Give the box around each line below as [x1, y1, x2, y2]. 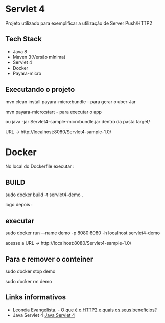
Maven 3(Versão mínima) [12, 54, 66, 60]
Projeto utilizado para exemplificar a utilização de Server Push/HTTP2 [5, 20, 152, 26]
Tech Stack [5, 35, 42, 44]
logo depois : [5, 202, 33, 208]
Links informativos [5, 293, 66, 302]
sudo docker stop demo [5, 268, 56, 274]
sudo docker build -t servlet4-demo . [5, 191, 83, 198]
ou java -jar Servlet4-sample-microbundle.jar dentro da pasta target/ [5, 118, 150, 124]
